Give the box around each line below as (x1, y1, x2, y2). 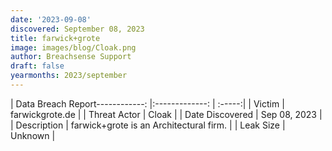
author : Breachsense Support (10, 52, 132, 62)
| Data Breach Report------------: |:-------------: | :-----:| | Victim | (10, 97, 285, 110)
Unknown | (10, 129, 56, 141)
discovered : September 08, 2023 (10, 24, 145, 34)
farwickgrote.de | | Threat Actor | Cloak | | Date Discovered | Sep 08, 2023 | (10, 108, 323, 120)
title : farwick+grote (10, 33, 101, 43)
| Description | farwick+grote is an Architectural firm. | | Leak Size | (10, 119, 286, 131)
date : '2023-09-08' (10, 14, 92, 25)
